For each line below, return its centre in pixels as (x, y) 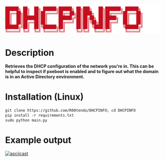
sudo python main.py (26, 121)
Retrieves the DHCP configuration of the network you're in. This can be (80, 66)
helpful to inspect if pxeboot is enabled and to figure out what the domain (82, 72)
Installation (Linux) (44, 97)
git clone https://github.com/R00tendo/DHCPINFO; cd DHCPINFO (70, 111)
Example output (38, 140)
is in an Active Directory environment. (45, 77)
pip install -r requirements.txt (40, 116)
